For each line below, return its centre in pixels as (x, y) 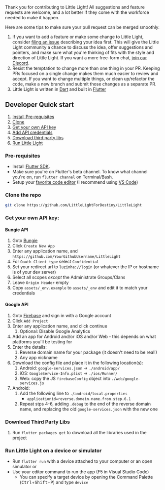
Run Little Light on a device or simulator (53, 450)
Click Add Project (30, 321)
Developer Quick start (39, 105)
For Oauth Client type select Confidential (56, 262)
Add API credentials (32, 132)
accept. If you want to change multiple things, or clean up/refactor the (83, 79)
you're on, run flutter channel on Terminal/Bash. (63, 177)
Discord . (21, 63)
